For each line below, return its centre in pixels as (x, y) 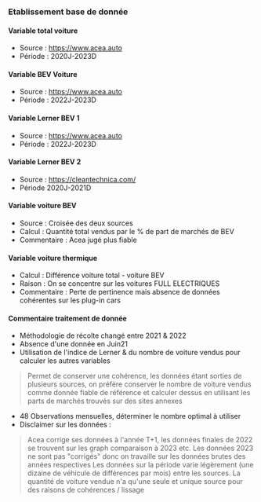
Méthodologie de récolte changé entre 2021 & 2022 (103, 335)
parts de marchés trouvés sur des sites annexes (105, 401)
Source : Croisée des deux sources (76, 223)
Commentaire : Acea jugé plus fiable (78, 240)
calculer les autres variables (65, 361)
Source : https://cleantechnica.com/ (78, 179)
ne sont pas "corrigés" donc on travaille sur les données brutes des (136, 456)
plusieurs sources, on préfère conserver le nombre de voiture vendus (140, 384)
